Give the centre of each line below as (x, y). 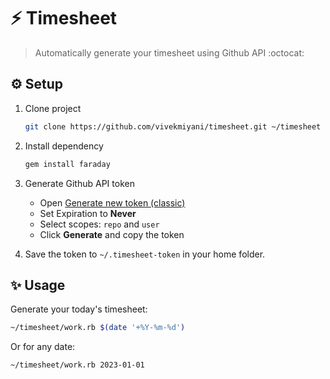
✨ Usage (38, 285)
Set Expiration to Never (88, 213)
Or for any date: (43, 347)
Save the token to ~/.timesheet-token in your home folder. (145, 254)
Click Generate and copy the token (112, 234)
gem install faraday (67, 164)
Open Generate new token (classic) (112, 202)
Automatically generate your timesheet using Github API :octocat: (169, 52)
